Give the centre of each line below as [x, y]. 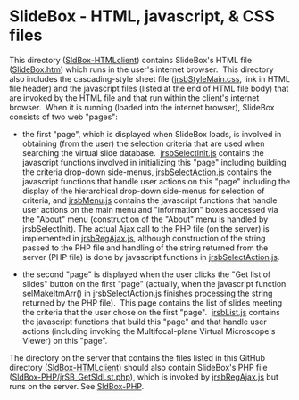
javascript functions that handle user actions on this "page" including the [156, 181]
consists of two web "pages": [64, 117]
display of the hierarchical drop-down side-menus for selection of [143, 191]
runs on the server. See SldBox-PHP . [77, 386]
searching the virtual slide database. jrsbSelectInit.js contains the [143, 152]
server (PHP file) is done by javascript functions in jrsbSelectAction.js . [151, 257]
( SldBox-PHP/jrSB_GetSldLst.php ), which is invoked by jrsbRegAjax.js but [144, 377]
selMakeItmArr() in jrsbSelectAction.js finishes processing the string [147, 293]
